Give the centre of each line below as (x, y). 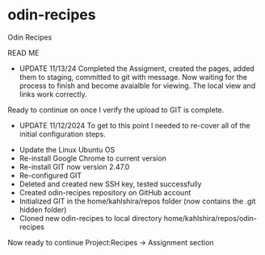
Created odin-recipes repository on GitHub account (105, 192)
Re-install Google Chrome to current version (93, 158)
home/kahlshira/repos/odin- (210, 218)
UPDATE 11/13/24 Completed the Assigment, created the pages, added (137, 68)
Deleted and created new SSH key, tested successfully (110, 184)
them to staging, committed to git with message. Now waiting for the (133, 77)
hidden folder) (43, 209)
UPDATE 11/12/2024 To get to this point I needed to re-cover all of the (135, 125)
